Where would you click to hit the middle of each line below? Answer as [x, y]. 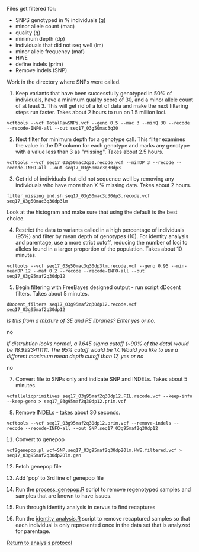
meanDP [15, 271]
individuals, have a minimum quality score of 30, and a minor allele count [104, 100]
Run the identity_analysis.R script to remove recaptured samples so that [102, 519]
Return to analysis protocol [40, 543]
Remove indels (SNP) [41, 70]
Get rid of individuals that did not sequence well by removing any [94, 179]
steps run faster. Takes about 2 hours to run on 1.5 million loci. [91, 112]
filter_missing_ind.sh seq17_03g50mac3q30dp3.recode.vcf [78, 196]
